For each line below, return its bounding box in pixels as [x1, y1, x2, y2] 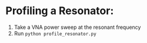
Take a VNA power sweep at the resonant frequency [14, 24, 141, 31]
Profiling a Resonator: [5, 4, 114, 18]
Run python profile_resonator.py [14, 29, 96, 37]
